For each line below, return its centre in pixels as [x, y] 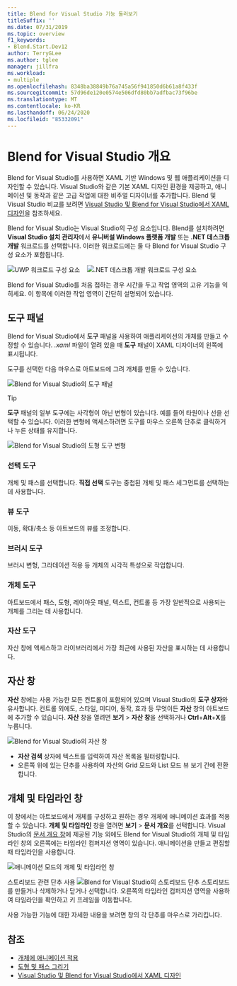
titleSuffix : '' [31, 21]
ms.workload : [27, 73]
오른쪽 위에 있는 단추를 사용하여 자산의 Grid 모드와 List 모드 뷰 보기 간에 [116, 765]
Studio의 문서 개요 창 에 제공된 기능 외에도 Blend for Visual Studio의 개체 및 [112, 834]
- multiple [23, 80]
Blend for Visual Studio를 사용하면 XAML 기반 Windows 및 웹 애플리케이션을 [115, 177]
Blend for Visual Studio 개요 [89, 156]
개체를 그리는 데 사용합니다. [45, 611]
